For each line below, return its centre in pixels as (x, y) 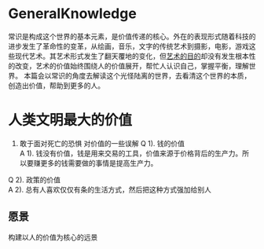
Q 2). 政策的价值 (35, 179)
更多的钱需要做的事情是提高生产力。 (99, 163)
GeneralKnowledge (73, 14)
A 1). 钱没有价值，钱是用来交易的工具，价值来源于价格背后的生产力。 (131, 153)
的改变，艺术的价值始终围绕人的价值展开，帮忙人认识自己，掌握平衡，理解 (128, 66)
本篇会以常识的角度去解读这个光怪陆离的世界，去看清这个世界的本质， (137, 75)
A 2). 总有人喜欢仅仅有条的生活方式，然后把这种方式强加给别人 (110, 189)
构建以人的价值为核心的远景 (53, 237)
